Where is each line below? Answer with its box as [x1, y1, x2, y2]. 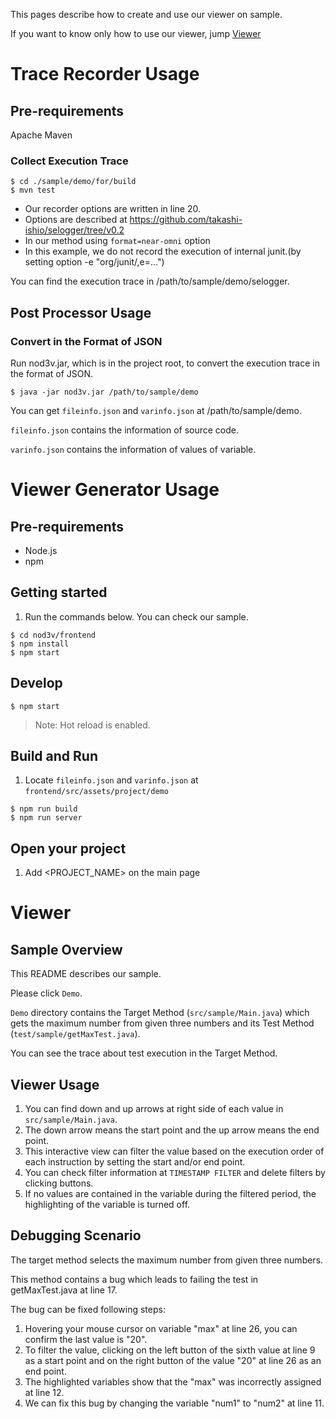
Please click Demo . [10, 987, 83, 999]
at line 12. [24, 1386, 65, 1398]
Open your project [10, 840, 127, 857]
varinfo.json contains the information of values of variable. [10, 443, 257, 455]
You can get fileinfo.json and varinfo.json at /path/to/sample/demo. [10, 404, 302, 416]
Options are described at [24, 214, 128, 226]
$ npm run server [10, 813, 83, 823]
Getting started [10, 584, 108, 601]
